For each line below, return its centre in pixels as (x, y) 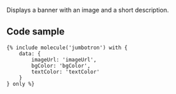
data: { (30, 54)
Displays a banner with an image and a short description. (88, 10)
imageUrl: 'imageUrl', (64, 59)
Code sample (36, 31)
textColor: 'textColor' (65, 72)
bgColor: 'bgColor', (61, 66)
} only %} (21, 84)
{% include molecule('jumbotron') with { (67, 48)
